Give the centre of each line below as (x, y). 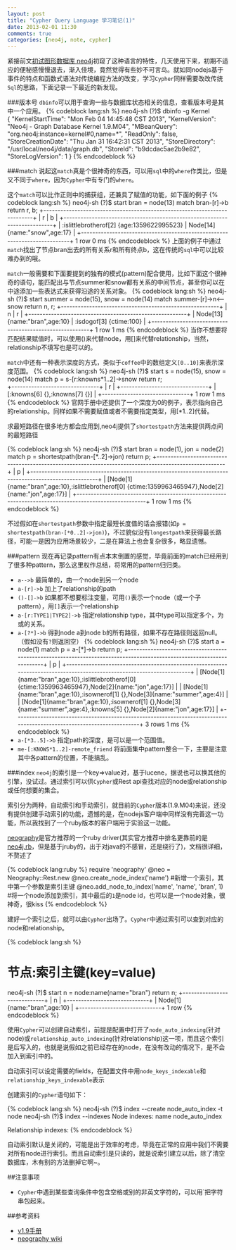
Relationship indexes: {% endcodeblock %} (70, 1130)
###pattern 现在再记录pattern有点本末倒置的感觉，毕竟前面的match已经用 (115, 556)
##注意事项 (24, 1177)
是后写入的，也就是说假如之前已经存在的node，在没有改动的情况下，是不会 (116, 1047)
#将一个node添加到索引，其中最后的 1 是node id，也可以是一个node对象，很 (117, 896)
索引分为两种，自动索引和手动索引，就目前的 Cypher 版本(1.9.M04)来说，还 (113, 805)
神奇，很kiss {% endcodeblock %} (57, 904)
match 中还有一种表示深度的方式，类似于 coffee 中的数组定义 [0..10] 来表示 (112, 363)
